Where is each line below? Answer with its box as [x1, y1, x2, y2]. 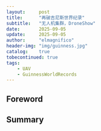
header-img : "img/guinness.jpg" [6, 43, 88, 49]
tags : [6, 60, 20, 66]
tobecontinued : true [6, 54, 59, 60]
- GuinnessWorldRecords [17, 71, 77, 77]
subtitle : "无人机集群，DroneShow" [6, 20, 96, 26]
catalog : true [6, 49, 50, 55]
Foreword [6, 94, 44, 104]
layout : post [6, 9, 50, 15]
